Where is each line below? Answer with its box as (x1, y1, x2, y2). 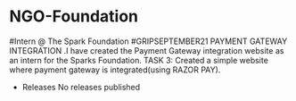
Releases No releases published (21, 81, 141, 92)
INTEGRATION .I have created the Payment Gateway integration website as (9, 45, 284, 55)
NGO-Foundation (9, 6, 139, 27)
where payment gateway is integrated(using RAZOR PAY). (9, 64, 221, 75)
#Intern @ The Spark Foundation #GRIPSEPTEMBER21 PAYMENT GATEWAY (9, 36, 288, 46)
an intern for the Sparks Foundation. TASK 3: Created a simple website (9, 55, 269, 65)
